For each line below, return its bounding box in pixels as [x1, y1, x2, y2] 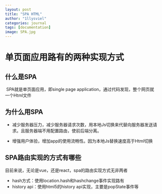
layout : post [5, 7, 32, 12]
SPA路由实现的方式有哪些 [5, 153, 81, 162]
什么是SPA [5, 73, 37, 81]
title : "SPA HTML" [5, 12, 42, 16]
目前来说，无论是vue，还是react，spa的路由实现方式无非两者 [5, 167, 128, 173]
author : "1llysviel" [5, 16, 47, 21]
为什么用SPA [5, 108, 44, 116]
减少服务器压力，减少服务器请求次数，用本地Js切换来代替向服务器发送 [12, 121, 153, 127]
